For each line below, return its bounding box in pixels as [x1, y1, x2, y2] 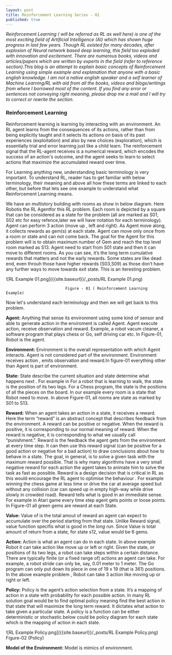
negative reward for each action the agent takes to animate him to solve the [6, 464, 165, 470]
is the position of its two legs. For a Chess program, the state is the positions [6, 383, 167, 390]
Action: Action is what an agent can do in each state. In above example [6, 539, 156, 545]
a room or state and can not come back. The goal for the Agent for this [6, 233, 155, 239]
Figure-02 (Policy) [6, 634, 44, 641]
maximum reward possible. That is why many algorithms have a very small [6, 459, 162, 465]
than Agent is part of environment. [6, 362, 78, 369]
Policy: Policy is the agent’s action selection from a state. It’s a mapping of [6, 586, 162, 592]
